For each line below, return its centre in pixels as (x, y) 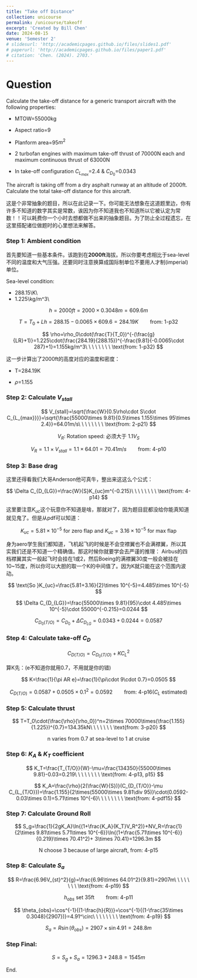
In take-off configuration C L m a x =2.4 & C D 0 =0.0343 (75, 173)
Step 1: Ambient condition (43, 241)
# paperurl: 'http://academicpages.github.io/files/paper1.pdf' (86, 50)
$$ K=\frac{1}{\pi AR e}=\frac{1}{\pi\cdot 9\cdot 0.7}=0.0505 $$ (98, 679)
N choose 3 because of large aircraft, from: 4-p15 (98, 850)
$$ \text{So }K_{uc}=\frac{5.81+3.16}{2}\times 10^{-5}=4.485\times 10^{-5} (98, 585)
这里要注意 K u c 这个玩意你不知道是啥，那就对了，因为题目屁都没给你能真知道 (98, 510)
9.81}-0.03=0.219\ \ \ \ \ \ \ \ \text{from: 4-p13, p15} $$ (98, 774)
